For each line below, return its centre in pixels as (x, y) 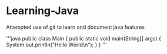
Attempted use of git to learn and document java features (76, 27)
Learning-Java (43, 11)
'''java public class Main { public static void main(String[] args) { (84, 38)
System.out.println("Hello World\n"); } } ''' (57, 45)
